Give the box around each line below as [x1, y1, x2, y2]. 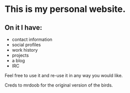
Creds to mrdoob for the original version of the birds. [4, 82, 113, 88]
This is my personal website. [4, 3, 126, 15]
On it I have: [4, 23, 43, 32]
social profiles [11, 42, 41, 48]
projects [11, 52, 29, 58]
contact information [11, 36, 53, 42]
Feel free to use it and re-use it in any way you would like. [4, 73, 123, 78]
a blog [11, 58, 25, 63]
